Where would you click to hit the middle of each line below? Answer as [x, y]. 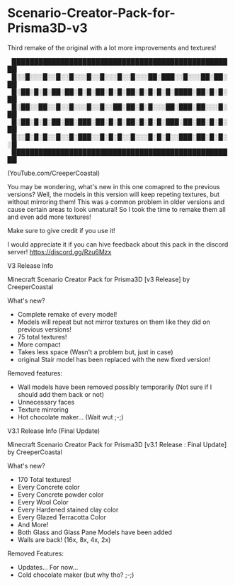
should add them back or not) [61, 394]
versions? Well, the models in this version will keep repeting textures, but [114, 194]
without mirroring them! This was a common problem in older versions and [116, 202]
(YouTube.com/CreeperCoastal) [54, 173]
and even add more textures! [49, 217]
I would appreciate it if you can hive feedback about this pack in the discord [118, 244]
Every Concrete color [48, 487]
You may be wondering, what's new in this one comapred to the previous [114, 186]
